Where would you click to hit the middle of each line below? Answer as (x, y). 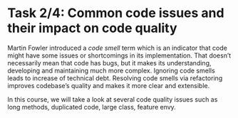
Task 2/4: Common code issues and (116, 13)
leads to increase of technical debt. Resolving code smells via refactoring (115, 78)
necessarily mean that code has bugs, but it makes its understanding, (109, 63)
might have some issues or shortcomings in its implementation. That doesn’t (119, 55)
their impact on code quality (92, 28)
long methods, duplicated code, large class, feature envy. (92, 107)
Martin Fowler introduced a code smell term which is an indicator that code (118, 48)
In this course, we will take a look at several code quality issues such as (113, 99)
